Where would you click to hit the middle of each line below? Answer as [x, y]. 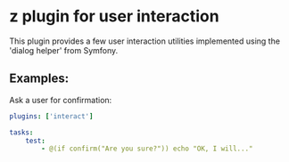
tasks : [21, 132]
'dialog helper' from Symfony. [64, 50]
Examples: [39, 79]
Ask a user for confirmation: [61, 100]
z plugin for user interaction [115, 16]
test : [36, 141]
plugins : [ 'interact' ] [51, 116]
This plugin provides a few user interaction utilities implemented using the [145, 41]
